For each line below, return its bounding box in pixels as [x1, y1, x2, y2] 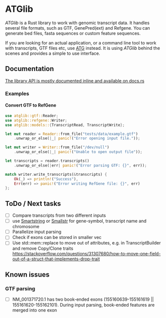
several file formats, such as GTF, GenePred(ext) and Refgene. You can [5, 25, 150, 31]
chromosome [12, 224, 40, 230]
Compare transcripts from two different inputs [12, 212, 106, 218]
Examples [5, 90, 30, 97]
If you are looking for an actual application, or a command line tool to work [5, 40, 157, 45]
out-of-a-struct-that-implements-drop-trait [12, 256, 100, 262]
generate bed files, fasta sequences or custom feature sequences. [5, 30, 141, 36]
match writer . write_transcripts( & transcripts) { [5, 172, 107, 177]
